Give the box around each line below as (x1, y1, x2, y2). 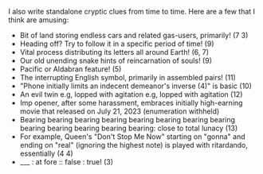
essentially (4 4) (19, 149, 73, 158)
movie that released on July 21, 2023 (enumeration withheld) (19, 106, 220, 116)
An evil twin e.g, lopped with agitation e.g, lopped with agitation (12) (19, 90, 243, 99)
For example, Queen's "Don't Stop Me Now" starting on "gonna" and (19, 132, 245, 141)
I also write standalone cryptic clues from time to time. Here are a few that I (8, 7, 256, 16)
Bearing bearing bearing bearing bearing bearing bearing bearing (19, 115, 236, 124)
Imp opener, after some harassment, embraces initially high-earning (19, 99, 243, 107)
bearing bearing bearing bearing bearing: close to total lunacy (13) (19, 123, 238, 133)
